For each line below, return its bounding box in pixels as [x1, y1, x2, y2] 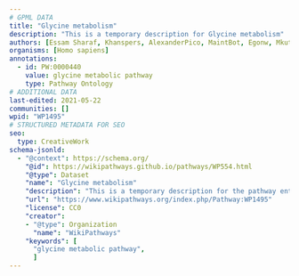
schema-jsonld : [9, 145, 66, 154]
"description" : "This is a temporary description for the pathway [25, 187, 277, 196]
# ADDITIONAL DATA [9, 87, 77, 96]
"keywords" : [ [25, 237, 77, 246]
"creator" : [25, 211, 66, 221]
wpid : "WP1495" [9, 112, 66, 121]
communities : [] [9, 104, 69, 113]
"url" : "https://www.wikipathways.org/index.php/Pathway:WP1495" [25, 195, 273, 205]
